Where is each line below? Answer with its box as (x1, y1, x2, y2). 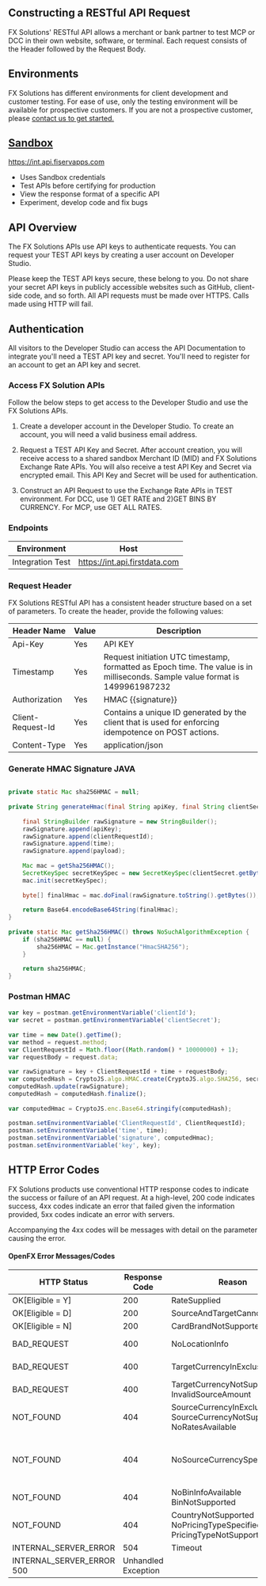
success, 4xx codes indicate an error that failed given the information (8, 1201, 235, 1211)
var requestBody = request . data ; (8, 1053, 119, 1061)
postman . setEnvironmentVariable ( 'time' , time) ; (8, 1127, 169, 1135)
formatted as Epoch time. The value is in (103, 661, 253, 672)
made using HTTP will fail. (8, 299, 93, 309)
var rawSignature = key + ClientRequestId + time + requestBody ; (8, 1068, 228, 1076)
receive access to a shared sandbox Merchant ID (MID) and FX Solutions (19, 454, 257, 463)
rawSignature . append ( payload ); (22, 847, 126, 855)
